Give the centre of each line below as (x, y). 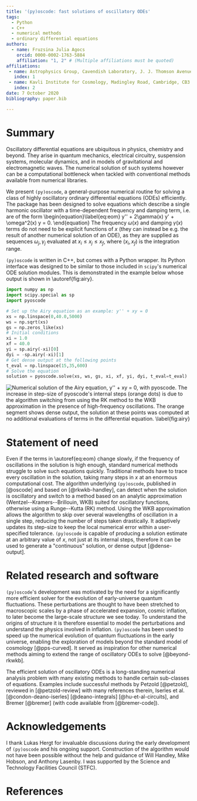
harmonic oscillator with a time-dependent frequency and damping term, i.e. (98, 210)
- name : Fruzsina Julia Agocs (48, 50)
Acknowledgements (56, 727)
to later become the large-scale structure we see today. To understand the (96, 617)
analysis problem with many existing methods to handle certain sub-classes (98, 678)
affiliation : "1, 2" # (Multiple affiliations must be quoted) (96, 60)
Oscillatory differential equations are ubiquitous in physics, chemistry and (95, 149)
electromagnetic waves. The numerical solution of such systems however (95, 168)
